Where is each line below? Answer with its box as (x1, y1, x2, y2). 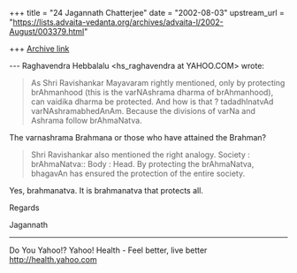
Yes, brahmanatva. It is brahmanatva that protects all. (9, 186, 203, 195)
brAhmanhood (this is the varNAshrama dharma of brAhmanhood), (30, 87, 274, 97)
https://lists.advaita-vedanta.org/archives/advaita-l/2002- (12, 17, 224, 27)
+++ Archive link (9, 43, 70, 54)
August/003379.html (9, 27, 85, 36)
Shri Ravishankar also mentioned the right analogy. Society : (30, 149, 250, 160)
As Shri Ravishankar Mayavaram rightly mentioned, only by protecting (30, 78, 286, 87)
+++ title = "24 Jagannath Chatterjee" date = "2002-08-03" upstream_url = (9, 8, 286, 18)
